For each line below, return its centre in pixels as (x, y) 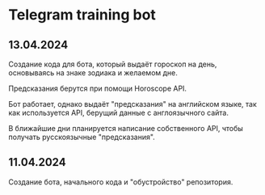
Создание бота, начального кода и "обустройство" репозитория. (121, 182)
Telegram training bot (82, 15)
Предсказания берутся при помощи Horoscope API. (98, 88)
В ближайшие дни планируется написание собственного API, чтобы (126, 128)
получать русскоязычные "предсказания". (82, 137)
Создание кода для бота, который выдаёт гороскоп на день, (113, 64)
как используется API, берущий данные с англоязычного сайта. (118, 112)
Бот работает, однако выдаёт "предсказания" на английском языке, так (132, 104)
